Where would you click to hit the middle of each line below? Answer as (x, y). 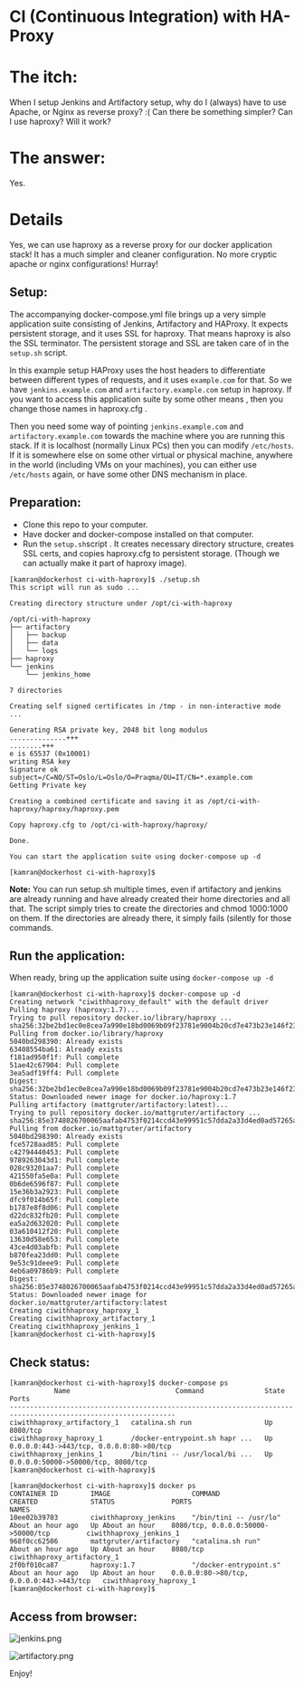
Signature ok (34, 769)
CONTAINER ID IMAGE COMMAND (115, 1494)
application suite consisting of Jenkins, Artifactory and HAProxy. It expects (149, 324)
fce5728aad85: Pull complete (64, 1145)
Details (36, 220)
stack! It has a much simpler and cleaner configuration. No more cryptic (143, 254)
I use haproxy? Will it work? (60, 122)
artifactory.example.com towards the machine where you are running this (147, 435)
